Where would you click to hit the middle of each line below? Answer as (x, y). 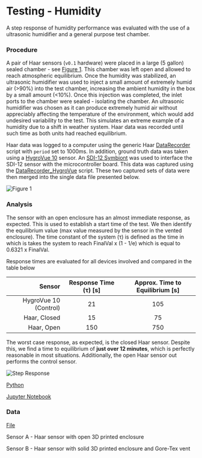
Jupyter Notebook (29, 397)
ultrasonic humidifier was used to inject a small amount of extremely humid (99, 82)
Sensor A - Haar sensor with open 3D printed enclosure (75, 437)
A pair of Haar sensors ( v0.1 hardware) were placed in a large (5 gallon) (95, 63)
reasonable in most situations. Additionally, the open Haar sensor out (92, 355)
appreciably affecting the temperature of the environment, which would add (100, 114)
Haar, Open (44, 327)
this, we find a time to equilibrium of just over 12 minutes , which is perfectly (100, 348)
